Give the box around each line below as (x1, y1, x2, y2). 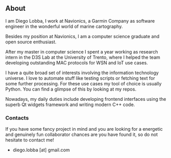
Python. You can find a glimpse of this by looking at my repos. (5, 86, 137, 92)
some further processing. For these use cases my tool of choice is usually (5, 80, 162, 86)
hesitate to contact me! (5, 137, 54, 143)
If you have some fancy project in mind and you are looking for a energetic (5, 126, 163, 132)
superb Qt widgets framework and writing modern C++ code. (5, 101, 135, 108)
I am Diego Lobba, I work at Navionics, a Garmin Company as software (5, 17, 155, 24)
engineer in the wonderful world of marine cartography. (5, 23, 123, 29)
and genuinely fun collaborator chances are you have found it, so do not (5, 131, 158, 138)
